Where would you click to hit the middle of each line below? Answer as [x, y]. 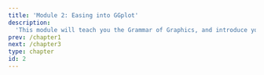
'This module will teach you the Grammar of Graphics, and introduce [131, 30]
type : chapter [31, 52]
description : [29, 23]
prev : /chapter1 [35, 37]
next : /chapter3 [35, 45]
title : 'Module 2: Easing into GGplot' [73, 15]
